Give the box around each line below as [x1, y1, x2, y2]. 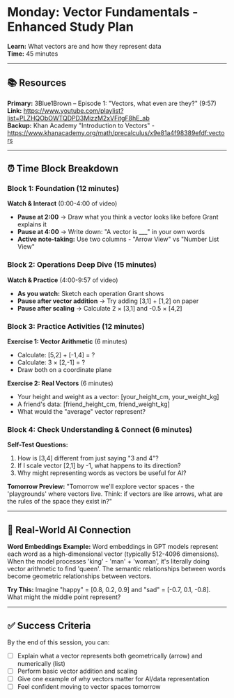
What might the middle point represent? [7, 593, 121, 601]
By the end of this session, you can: [7, 638, 110, 646]
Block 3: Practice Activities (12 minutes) [7, 321, 145, 331]
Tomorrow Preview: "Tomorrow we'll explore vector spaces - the [7, 482, 195, 491]
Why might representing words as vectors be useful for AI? [17, 469, 187, 477]
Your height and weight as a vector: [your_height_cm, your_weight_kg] [17, 393, 219, 401]
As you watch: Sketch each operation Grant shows [17, 289, 164, 297]
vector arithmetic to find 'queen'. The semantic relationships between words [7, 565, 226, 573]
